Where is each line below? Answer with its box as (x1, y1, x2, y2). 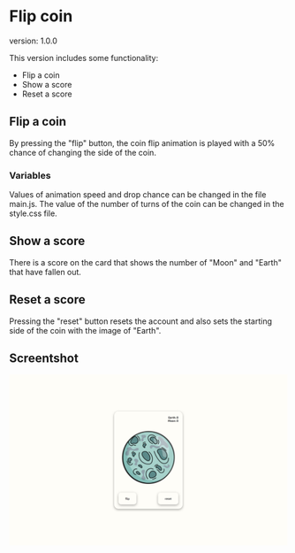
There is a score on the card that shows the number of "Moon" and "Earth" (9, 257, 283, 267)
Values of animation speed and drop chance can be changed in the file (9, 189, 267, 200)
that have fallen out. (9, 266, 82, 277)
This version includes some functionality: (9, 52, 159, 63)
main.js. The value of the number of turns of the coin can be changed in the (9, 199, 284, 210)
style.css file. (9, 208, 57, 219)
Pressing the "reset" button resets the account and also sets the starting (9, 316, 272, 326)
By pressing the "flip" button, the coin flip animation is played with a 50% (9, 137, 276, 148)
